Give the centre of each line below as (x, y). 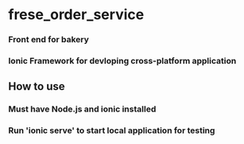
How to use (37, 86)
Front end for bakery (49, 40)
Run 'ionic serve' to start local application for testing (112, 130)
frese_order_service (76, 15)
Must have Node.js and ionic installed (82, 109)
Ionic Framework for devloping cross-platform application (122, 61)
